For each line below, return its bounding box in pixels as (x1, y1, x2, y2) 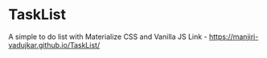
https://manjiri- (208, 32, 259, 41)
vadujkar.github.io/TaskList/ (8, 40, 101, 49)
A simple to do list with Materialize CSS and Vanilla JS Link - (8, 32, 207, 41)
